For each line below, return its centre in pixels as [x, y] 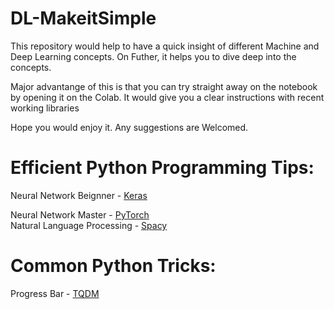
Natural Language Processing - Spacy [89, 225]
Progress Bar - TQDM [55, 293]
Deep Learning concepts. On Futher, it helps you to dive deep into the [153, 56]
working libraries [45, 108]
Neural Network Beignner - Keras [79, 195]
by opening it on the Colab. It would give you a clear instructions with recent [167, 97]
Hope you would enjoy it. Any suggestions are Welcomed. [129, 127]
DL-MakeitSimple [83, 18]
